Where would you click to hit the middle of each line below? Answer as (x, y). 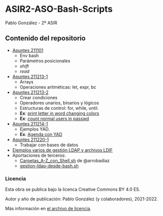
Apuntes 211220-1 (30, 139)
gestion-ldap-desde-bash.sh (49, 166)
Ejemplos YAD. (35, 129)
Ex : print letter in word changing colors (59, 113)
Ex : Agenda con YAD (41, 134)
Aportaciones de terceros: (39, 155)
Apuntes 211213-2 (30, 92)
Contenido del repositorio (45, 38)
